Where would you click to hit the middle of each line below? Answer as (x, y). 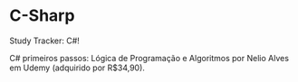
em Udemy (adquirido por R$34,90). (77, 68)
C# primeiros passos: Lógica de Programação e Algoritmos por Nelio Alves (149, 58)
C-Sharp (42, 16)
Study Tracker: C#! (44, 41)
